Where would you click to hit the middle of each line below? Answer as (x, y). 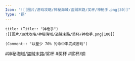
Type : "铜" (16, 14)
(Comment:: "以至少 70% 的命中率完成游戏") (46, 44)
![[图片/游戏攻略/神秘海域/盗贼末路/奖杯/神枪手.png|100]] (60, 34)
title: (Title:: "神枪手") (32, 29)
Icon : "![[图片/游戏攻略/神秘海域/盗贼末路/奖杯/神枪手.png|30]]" (68, 10)
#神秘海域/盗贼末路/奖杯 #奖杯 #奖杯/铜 (45, 54)
